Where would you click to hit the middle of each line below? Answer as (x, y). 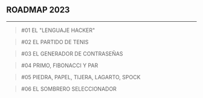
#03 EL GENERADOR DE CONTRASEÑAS (72, 53)
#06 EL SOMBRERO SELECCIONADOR (69, 89)
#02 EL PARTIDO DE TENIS (55, 42)
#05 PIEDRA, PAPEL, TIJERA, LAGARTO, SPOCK (81, 77)
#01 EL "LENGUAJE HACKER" (58, 30)
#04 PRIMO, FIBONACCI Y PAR (60, 65)
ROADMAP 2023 (38, 10)
